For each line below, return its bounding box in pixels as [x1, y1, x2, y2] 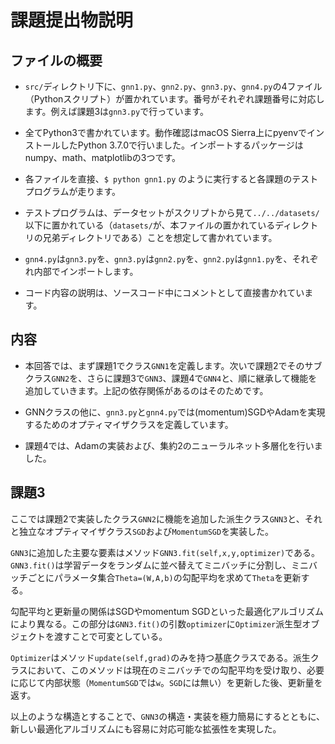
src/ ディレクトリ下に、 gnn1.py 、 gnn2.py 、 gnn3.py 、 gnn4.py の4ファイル [24, 81, 323, 92]
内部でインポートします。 [33, 266, 139, 277]
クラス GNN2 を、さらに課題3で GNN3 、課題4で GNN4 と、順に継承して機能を [24, 372, 318, 384]
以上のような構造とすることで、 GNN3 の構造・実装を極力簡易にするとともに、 [10, 710, 325, 722]
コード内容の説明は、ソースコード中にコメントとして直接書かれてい [24, 287, 305, 298]
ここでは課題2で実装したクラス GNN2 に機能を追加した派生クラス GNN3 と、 [10, 512, 305, 525]
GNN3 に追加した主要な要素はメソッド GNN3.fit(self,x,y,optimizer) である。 [10, 546, 320, 558]
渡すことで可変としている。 [53, 630, 168, 642]
